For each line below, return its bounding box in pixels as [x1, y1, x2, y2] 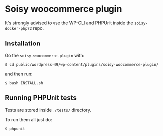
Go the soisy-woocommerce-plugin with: [5, 52, 85, 58]
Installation [5, 40, 41, 48]
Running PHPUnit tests [5, 94, 77, 102]
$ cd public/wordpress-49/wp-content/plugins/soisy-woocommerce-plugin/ [5, 62, 159, 67]
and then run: [5, 71, 33, 77]
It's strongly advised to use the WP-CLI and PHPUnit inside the [5, 20, 133, 26]
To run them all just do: [5, 116, 52, 122]
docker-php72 [5, 26, 32, 31]
